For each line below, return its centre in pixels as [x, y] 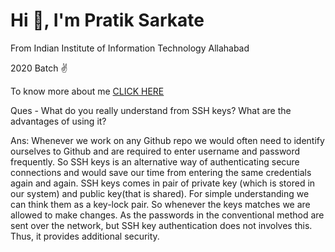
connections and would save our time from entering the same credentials [161, 172]
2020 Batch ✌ [39, 68]
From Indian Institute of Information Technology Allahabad [130, 48]
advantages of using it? [58, 121]
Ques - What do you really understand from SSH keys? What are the [151, 110]
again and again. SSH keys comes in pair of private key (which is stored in [163, 183]
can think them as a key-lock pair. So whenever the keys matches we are [160, 204]
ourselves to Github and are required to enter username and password [155, 151]
